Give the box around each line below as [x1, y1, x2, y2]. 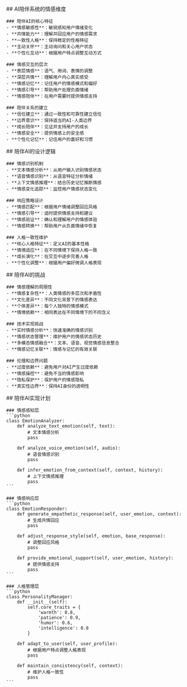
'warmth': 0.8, [37, 609, 76, 615]
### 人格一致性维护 [6, 234, 48, 240]
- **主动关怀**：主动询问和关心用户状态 [6, 44, 93, 49]
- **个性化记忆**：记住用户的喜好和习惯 [6, 137, 93, 143]
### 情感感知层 [6, 407, 40, 413]
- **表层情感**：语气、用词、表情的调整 [6, 68, 93, 74]
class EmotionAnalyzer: [6, 418, 65, 424]
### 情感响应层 [6, 496, 40, 502]
